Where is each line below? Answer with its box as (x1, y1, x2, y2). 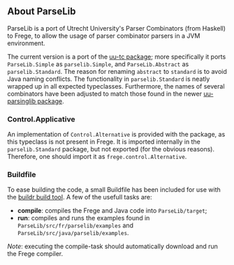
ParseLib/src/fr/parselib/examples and (17, 221, 134, 229)
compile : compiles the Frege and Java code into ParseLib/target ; (17, 206, 207, 215)
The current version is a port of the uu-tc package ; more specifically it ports (7, 52, 226, 61)
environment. (7, 38, 45, 47)
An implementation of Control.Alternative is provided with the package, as (7, 130, 226, 139)
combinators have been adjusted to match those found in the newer (7, 89, 203, 98)
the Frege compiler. (7, 250, 64, 258)
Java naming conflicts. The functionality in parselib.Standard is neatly (7, 75, 210, 83)
